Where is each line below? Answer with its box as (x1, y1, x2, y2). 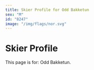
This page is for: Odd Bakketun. (5, 59, 71, 65)
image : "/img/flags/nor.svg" (5, 21, 67, 26)
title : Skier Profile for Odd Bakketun (5, 7, 89, 12)
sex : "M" (5, 12, 24, 17)
